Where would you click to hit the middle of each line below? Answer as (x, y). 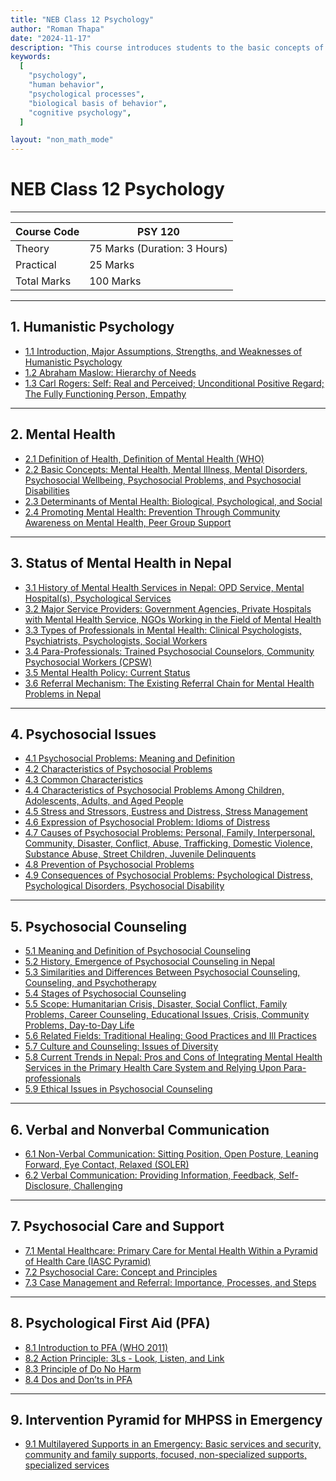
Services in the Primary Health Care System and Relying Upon (153, 1068)
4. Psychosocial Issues (83, 734)
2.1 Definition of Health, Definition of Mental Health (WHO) (144, 458)
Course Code (47, 232)
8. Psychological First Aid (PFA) (110, 1323)
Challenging (98, 1185)
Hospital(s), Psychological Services (98, 598)
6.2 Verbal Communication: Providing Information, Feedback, (150, 1175)
